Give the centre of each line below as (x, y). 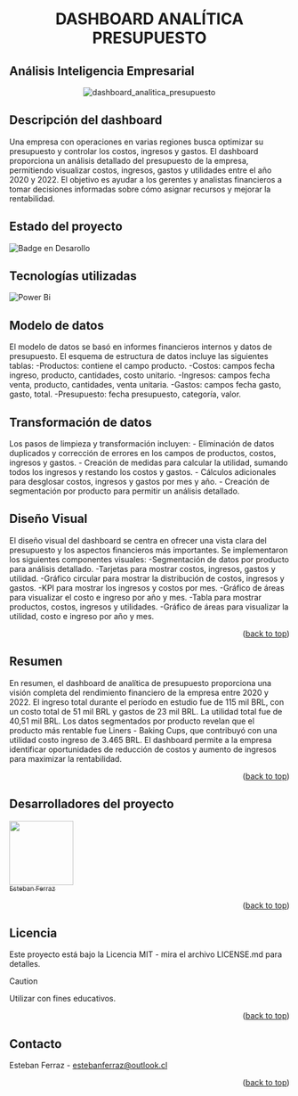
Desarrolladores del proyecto (92, 804)
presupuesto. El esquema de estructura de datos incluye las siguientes (139, 356)
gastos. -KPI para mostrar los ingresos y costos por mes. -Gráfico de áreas (147, 587)
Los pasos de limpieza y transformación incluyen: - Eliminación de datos (142, 444)
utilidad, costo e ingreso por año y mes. (82, 616)
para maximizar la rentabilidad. (66, 758)
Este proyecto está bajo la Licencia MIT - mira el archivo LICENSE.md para (146, 954)
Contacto (36, 1044)
